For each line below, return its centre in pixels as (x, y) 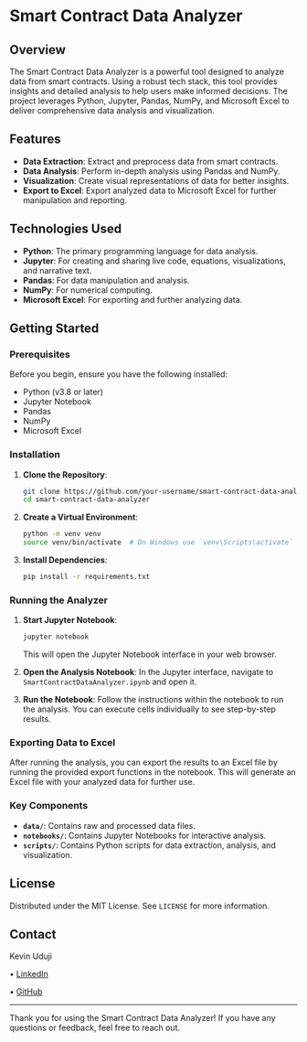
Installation (35, 455)
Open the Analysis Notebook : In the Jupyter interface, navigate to (148, 672)
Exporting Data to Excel (63, 743)
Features (35, 140)
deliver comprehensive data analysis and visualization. (112, 110)
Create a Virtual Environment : (80, 517)
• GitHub (26, 992)
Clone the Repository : (65, 474)
